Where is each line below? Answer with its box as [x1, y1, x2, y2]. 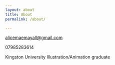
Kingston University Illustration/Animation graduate [5, 54, 110, 60]
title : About [5, 12, 32, 17]
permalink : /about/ [5, 16, 46, 21]
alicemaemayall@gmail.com [5, 34, 63, 40]
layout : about [5, 7, 35, 12]
